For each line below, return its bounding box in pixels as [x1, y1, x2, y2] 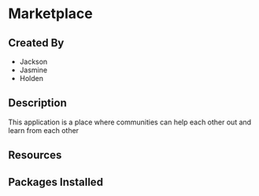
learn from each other [8, 125, 80, 135]
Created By [8, 36, 65, 50]
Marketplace [8, 5, 93, 23]
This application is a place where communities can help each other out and [8, 117, 252, 127]
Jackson [19, 57, 48, 66]
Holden [19, 74, 43, 83]
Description [8, 96, 67, 110]
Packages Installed [8, 175, 104, 189]
